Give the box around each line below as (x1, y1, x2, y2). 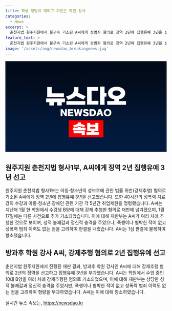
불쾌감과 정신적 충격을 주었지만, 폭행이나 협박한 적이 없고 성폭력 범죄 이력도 (10, 282, 161, 288)
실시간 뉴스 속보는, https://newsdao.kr (5, 300, 83, 306)
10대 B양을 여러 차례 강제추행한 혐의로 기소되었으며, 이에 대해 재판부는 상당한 (5, 276, 159, 282)
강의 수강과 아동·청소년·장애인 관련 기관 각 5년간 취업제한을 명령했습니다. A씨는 (5, 200, 163, 206)
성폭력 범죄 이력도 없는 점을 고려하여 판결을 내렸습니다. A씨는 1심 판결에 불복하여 (5, 226, 166, 232)
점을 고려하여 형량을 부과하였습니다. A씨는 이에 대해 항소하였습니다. (10, 288, 145, 295)
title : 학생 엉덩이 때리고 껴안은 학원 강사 (5, 8, 86, 13)
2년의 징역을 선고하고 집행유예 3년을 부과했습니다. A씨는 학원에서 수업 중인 (14, 269, 164, 276)
